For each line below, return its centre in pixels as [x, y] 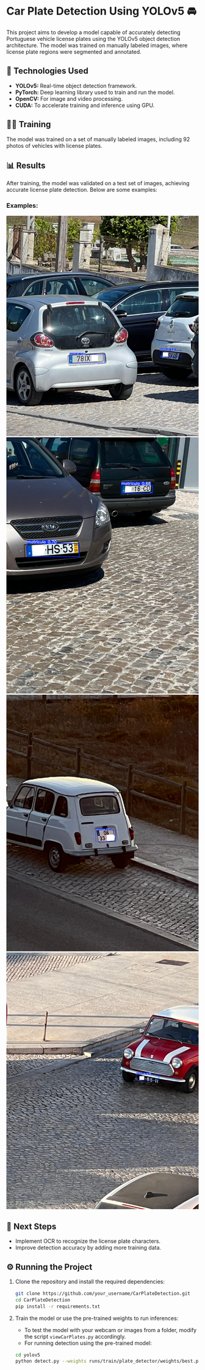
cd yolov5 [28, 1355]
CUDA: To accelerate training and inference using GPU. [85, 105]
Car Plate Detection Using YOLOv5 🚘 [102, 11]
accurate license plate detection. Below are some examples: [82, 190]
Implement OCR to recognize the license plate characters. [88, 1241]
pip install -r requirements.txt [58, 1306]
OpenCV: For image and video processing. [69, 98]
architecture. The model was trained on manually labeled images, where [97, 45]
